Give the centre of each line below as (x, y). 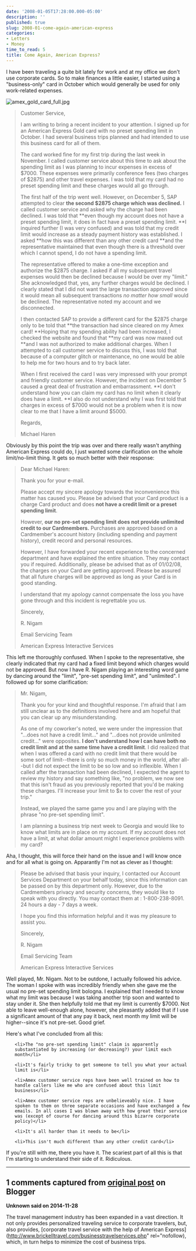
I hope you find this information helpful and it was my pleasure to (98, 916)
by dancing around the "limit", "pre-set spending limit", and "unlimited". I (93, 676)
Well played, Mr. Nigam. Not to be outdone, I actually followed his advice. (94, 979)
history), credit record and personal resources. (76, 540)
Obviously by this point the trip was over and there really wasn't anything (94, 445)
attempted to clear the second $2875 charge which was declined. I (102, 203)
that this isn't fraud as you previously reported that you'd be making (102, 784)
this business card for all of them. (60, 143)
